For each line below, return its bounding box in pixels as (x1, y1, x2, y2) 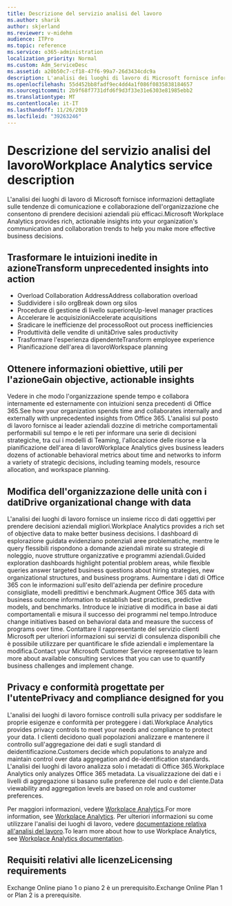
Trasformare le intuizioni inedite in (7, 252, 158, 263)
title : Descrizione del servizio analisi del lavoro (7, 10, 162, 17)
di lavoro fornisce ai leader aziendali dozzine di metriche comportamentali (7, 422, 218, 430)
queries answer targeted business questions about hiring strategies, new (7, 566, 215, 574)
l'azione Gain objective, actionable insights (7, 374, 195, 386)
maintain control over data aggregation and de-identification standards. (7, 755, 211, 763)
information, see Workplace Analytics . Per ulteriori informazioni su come (7, 812, 213, 820)
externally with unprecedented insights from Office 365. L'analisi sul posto (7, 414, 219, 422)
